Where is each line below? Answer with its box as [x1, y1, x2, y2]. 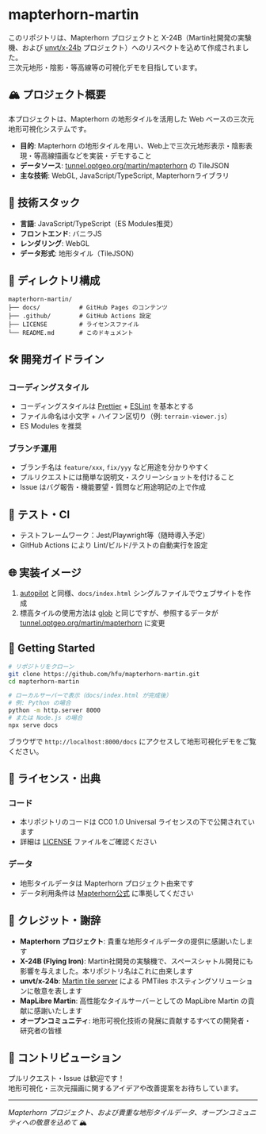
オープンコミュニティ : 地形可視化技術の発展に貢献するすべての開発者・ [19, 1016, 252, 1025]
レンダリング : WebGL [19, 238, 89, 248]
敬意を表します [33, 986, 83, 995]
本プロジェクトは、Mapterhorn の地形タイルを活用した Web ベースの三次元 [8, 113, 255, 124]
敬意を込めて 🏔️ [35, 1117, 88, 1128]
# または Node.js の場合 [8, 714, 83, 722]
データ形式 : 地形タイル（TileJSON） [19, 248, 139, 258]
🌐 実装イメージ [8, 566, 82, 579]
